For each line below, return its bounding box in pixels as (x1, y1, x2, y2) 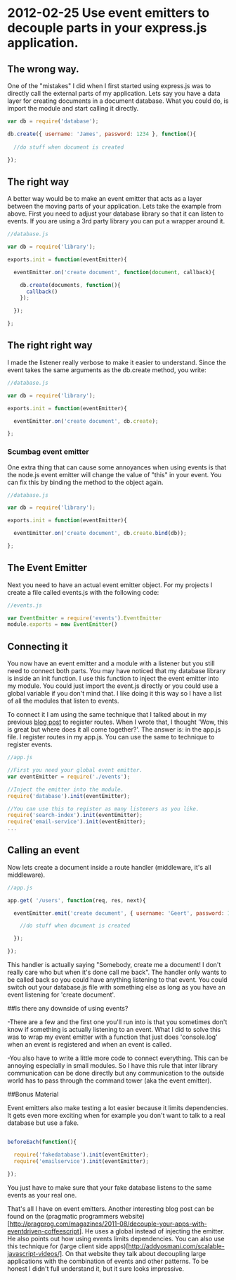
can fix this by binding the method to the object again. (7, 478, 164, 486)
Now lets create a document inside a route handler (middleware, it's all (7, 863, 212, 871)
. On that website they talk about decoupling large (62, 1249, 206, 1257)
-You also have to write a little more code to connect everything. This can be (7, 1054, 228, 1062)
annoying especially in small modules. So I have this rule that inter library (7, 1061, 218, 1070)
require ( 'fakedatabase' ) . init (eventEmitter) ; (13, 1151, 150, 1158)
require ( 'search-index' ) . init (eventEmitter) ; (7, 812, 143, 819)
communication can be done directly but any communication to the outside (7, 1069, 225, 1078)
